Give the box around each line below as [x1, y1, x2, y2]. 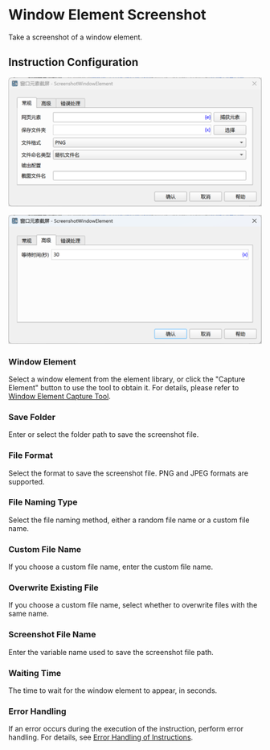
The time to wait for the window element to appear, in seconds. [8, 686, 218, 695]
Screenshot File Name [8, 629, 96, 641]
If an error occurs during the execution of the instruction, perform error [8, 724, 243, 734]
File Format [8, 450, 54, 461]
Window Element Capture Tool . [8, 391, 111, 401]
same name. [8, 609, 50, 619]
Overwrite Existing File [8, 582, 99, 593]
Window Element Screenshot [8, 6, 207, 24]
